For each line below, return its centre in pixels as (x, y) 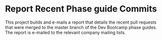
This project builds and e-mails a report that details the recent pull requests (81, 22)
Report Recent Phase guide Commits (81, 9)
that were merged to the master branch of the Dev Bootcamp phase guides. (81, 27)
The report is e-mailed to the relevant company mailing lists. (65, 32)
